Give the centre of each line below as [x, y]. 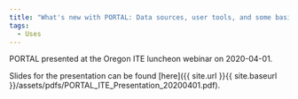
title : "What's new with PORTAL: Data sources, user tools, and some [141, 17]
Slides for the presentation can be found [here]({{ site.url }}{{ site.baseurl [143, 76]
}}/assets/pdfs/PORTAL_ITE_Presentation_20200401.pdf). [115, 86]
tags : [19, 26]
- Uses [29, 34]
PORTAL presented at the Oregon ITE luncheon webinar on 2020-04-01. [141, 59]
